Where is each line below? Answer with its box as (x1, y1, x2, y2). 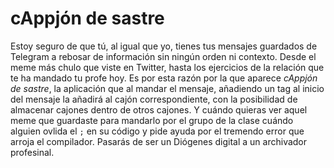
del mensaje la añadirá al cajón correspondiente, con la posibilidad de (10, 93, 298, 105)
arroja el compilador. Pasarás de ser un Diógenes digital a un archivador (10, 135, 308, 147)
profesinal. (10, 146, 55, 158)
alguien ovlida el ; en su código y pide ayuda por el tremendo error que (10, 125, 305, 137)
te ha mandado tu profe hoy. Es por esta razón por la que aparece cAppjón (10, 72, 318, 84)
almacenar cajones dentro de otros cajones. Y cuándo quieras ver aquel (10, 103, 308, 116)
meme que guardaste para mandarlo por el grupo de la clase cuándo (10, 114, 294, 126)
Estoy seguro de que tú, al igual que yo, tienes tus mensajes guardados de (10, 40, 318, 52)
